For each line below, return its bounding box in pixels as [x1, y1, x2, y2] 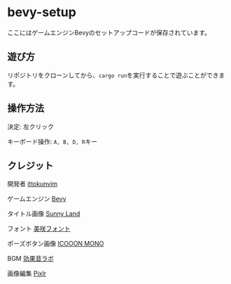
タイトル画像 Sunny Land [7, 209, 80, 218]
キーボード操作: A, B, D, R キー [7, 137, 98, 146]
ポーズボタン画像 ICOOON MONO [7, 240, 104, 248]
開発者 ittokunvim [7, 180, 58, 188]
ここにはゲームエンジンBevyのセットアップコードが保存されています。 [7, 28, 211, 37]
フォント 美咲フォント [7, 224, 71, 233]
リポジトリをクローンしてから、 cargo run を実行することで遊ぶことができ [7, 71, 219, 79]
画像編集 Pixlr [7, 269, 47, 278]
